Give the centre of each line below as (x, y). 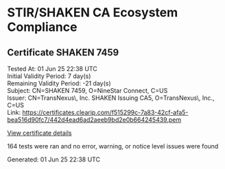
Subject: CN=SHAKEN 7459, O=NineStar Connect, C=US (87, 91)
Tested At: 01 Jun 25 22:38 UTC (52, 69)
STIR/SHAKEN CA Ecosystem (93, 13)
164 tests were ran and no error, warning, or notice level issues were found (113, 146)
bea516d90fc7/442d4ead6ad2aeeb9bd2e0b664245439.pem (94, 120)
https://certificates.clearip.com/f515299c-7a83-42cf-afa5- (105, 112)
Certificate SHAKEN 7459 (63, 52)
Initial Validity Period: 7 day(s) (49, 76)
